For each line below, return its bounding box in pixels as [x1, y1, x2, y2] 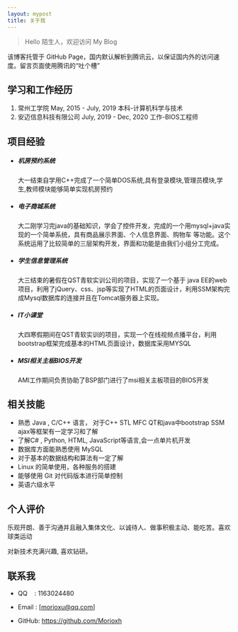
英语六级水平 [17, 481, 55, 489]
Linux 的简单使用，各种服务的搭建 [17, 463, 117, 471]
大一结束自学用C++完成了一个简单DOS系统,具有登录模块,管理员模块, [17, 176, 217, 184]
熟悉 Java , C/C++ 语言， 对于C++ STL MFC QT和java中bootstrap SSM [17, 418, 225, 427]
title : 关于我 [7, 17, 46, 24]
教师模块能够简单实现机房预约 [25, 185, 113, 193]
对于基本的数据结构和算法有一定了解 [17, 454, 124, 462]
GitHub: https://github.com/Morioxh [17, 616, 123, 625]
